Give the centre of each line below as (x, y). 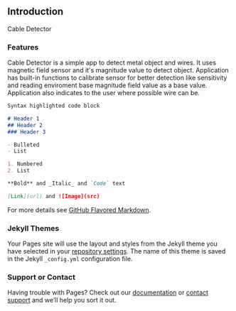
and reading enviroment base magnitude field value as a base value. (107, 85)
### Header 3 (27, 132)
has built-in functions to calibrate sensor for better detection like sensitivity (117, 78)
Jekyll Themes (33, 228)
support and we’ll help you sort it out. (62, 300)
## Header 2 (25, 125)
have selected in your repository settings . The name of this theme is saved (117, 251)
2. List (19, 171)
